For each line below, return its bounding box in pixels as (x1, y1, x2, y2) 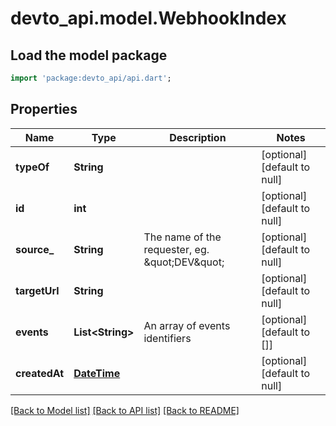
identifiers (143, 331, 192, 345)
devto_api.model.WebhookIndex (10, 7, 287, 30)
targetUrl (15, 283, 60, 297)
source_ (15, 242, 55, 256)
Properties (10, 101, 78, 118)
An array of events (143, 318, 231, 332)
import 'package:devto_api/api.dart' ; (10, 73, 172, 83)
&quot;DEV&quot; (143, 255, 225, 269)
